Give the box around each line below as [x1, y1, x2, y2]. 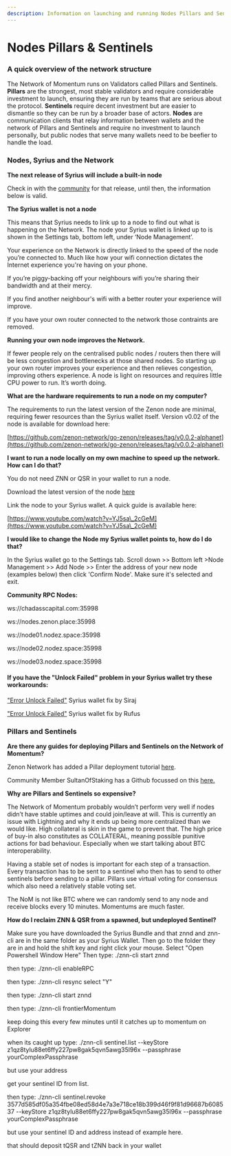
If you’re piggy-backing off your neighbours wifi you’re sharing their [7, 274, 199, 283]
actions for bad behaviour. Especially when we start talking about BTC [7, 839, 206, 847]
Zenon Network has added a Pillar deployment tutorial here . [7, 763, 177, 771]
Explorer [7, 1025, 31, 1033]
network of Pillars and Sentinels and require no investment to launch [7, 124, 201, 132]
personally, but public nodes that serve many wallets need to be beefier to [7, 131, 218, 140]
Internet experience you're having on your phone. [7, 261, 148, 269]
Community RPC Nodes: [7, 591, 78, 599]
